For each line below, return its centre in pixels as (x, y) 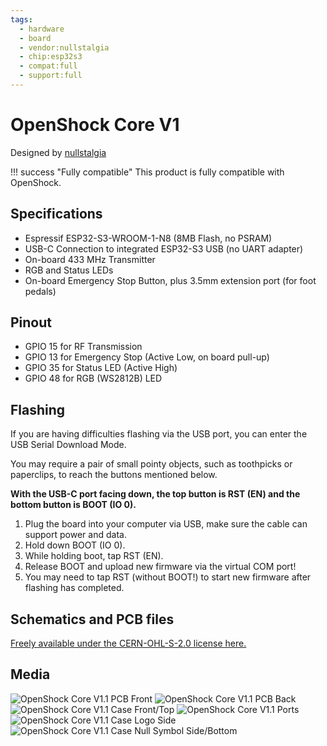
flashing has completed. (74, 588)
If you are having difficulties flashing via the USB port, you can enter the (159, 434)
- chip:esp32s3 (51, 57)
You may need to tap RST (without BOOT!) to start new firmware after (168, 577)
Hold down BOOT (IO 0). (75, 545)
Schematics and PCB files (92, 619)
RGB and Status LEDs (69, 270)
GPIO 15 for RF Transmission (83, 347)
